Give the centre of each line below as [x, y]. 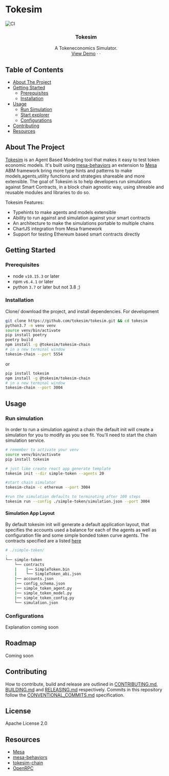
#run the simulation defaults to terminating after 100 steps [73, 497]
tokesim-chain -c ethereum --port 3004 [48, 488]
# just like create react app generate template [58, 469]
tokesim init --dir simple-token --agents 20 [55, 473]
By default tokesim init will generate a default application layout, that [77, 525]
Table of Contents [35, 70]
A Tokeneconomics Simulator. [86, 48]
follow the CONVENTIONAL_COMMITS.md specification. [65, 695]
